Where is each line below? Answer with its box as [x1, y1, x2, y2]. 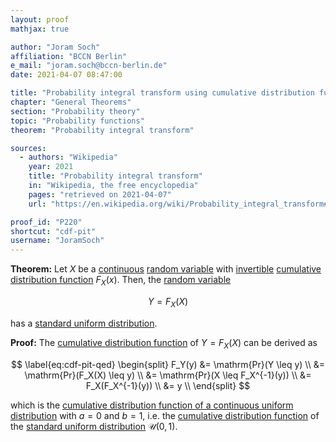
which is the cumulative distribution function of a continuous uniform [10, 399, 294, 411]
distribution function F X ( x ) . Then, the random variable [10, 274, 232, 288]
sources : [10, 143, 47, 153]
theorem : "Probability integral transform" [10, 125, 195, 135]
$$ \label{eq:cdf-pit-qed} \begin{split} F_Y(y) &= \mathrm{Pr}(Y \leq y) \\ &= [11, 358, 325, 370]
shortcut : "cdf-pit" [10, 226, 97, 236]
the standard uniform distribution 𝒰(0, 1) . [10, 420, 178, 432]
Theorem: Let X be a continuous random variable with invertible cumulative [10, 263, 322, 275]
